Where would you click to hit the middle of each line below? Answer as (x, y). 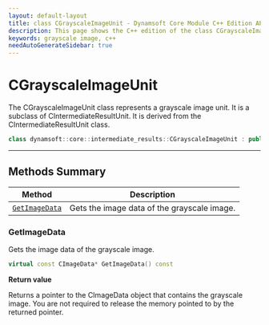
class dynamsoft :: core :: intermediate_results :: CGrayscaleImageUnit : (127, 140)
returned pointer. (36, 312)
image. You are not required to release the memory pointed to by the (121, 303)
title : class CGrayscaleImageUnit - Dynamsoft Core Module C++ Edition (130, 23)
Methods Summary (57, 172)
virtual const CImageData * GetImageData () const (91, 264)
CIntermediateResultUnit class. (59, 124)
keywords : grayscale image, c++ (62, 38)
